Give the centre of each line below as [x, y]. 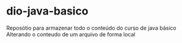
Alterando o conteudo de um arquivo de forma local [71, 34]
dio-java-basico [47, 11]
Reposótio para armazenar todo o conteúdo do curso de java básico [91, 28]
